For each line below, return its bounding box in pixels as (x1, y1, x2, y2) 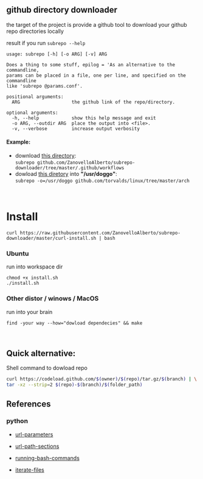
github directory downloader (6, 5, 117, 15)
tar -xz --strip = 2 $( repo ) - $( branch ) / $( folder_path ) (6, 382, 143, 388)
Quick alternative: (6, 348, 76, 358)
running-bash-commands (15, 454, 80, 461)
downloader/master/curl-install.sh (6, 235, 97, 241)
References (6, 399, 51, 409)
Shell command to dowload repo (6, 365, 88, 372)
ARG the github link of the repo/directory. (12, 99, 175, 105)
